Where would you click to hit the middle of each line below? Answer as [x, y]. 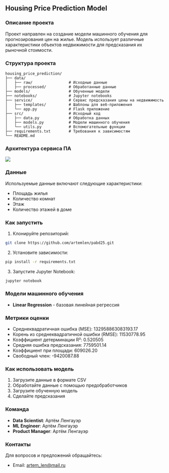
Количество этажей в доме [42, 209]
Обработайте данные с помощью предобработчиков [70, 385]
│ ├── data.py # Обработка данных [57, 118]
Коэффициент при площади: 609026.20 [55, 351]
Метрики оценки [27, 318]
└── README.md [20, 136]
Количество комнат [34, 198]
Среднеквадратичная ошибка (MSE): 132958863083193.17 [75, 329]
